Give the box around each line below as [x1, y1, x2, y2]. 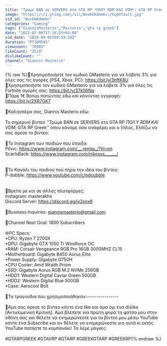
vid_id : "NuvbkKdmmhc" [5, 16, 52, 21]
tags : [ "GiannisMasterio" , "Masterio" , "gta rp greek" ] [5, 26, 119, 31]
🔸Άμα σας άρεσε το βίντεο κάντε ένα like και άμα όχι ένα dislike [5, 304, 139, 310]
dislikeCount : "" [5, 53, 41, 59]
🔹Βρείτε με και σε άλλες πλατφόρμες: [5, 188, 85, 194]
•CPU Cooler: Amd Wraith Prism [5, 262, 71, 268]
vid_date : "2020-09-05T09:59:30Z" [5, 35, 77, 40]
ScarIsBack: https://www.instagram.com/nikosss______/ [5, 151, 118, 157]
